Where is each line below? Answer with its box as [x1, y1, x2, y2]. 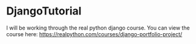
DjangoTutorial [6, 4, 82, 18]
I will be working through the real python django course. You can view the [6, 24, 190, 31]
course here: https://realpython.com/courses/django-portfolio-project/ [6, 30, 183, 37]
